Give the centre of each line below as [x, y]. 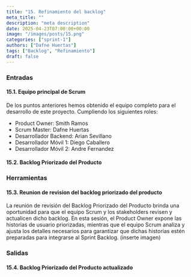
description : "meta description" [48, 23]
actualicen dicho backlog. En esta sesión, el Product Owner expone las [94, 218]
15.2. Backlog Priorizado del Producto [54, 162]
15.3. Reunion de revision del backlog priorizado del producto [84, 192]
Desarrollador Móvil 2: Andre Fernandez [64, 148]
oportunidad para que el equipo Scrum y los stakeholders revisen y [89, 212]
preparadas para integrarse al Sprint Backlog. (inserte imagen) [83, 237]
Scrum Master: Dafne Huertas [52, 129]
